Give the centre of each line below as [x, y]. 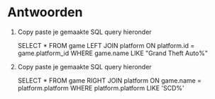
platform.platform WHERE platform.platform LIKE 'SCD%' [101, 88]
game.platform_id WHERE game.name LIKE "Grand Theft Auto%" [112, 53]
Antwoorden [45, 12]
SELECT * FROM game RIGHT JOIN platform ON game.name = [110, 80]
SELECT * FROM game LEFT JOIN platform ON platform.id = [106, 45]
